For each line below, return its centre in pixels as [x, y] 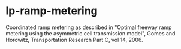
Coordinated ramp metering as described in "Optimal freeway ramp [89, 27]
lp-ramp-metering [52, 11]
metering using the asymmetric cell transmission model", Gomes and [90, 33]
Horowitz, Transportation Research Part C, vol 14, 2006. [74, 40]
